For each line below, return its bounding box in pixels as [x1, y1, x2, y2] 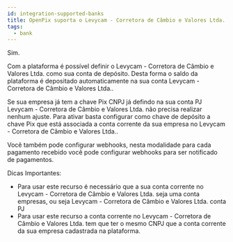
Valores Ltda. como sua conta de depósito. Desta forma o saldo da [7, 70, 198, 78]
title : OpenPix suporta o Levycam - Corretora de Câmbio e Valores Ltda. [7, 17, 226, 24]
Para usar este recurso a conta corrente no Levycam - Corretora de [17, 212, 211, 220]
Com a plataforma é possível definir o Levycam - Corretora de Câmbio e [7, 62, 214, 70]
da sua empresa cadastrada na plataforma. [17, 227, 141, 235]
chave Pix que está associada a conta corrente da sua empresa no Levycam [7, 120, 226, 129]
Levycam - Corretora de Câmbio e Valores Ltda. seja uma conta [17, 190, 200, 198]
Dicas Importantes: [7, 169, 62, 177]
